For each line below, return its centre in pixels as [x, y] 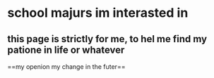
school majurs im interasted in [98, 13]
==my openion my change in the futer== [66, 67]
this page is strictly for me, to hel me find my [107, 39]
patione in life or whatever [66, 50]
